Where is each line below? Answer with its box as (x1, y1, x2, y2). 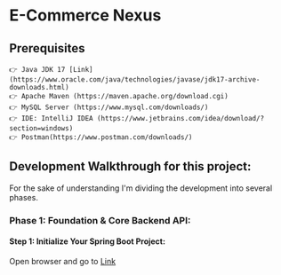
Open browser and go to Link (9, 255, 116, 266)
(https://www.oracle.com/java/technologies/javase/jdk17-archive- (9, 75, 261, 84)
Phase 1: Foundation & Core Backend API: (9, 214, 191, 226)
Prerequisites (9, 41, 85, 56)
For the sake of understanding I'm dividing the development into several (9, 183, 273, 193)
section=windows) (9, 124, 74, 133)
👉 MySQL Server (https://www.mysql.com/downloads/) (9, 103, 209, 112)
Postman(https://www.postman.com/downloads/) (20, 133, 193, 142)
